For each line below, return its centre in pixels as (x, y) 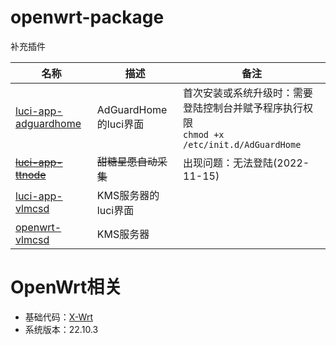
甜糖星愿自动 (127, 161)
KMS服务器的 (128, 195)
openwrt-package (87, 17)
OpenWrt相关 (66, 287)
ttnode (31, 174)
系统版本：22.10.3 (61, 329)
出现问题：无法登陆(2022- (246, 163)
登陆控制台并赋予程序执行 (243, 108)
